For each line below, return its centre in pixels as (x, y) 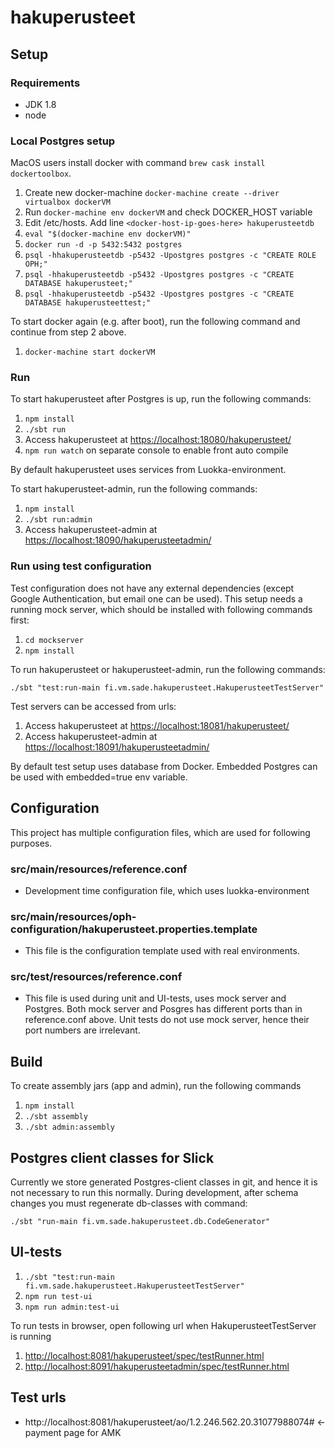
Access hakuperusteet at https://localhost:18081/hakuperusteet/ (157, 725)
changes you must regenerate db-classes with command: (129, 1203)
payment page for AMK (73, 1432)
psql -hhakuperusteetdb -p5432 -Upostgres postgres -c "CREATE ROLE (170, 256)
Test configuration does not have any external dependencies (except (152, 588)
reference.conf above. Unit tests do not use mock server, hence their (167, 1020)
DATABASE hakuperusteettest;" (88, 303)
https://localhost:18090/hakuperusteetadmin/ (118, 540)
